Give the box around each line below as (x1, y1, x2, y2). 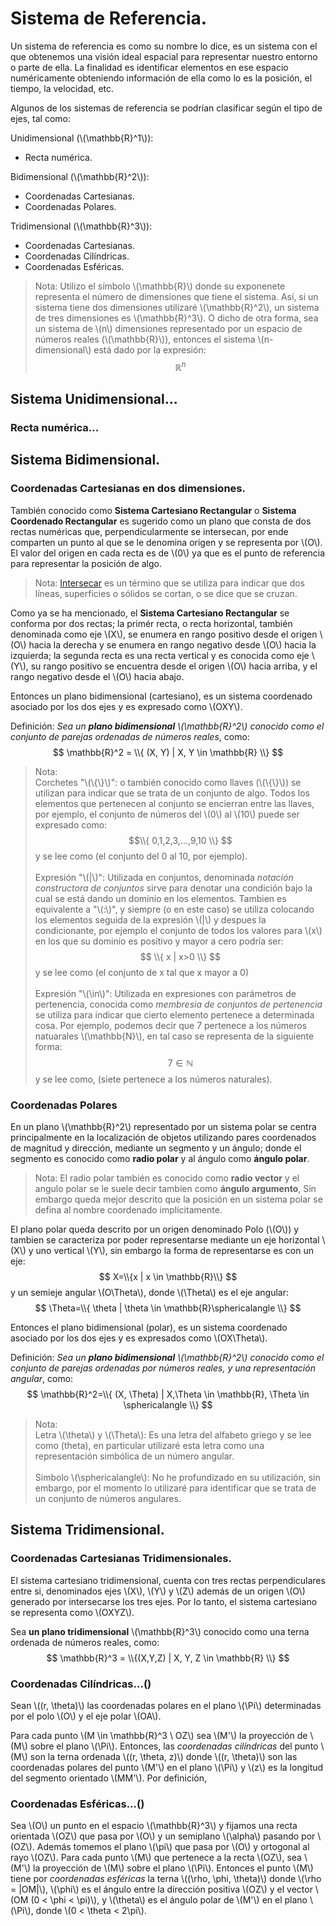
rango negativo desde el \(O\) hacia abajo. (10, 670, 185, 682)
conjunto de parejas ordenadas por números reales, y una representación (10, 1362, 316, 1374)
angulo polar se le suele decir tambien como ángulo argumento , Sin (34, 1182, 317, 1194)
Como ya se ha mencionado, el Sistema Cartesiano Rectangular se (10, 607, 290, 619)
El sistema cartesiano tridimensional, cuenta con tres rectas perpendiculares (10, 1574, 326, 1586)
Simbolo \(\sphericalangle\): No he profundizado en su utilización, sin (34, 1471, 321, 1483)
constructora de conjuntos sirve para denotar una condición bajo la (34, 882, 313, 894)
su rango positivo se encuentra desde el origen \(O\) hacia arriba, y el (30, 660, 318, 672)
